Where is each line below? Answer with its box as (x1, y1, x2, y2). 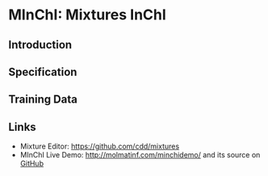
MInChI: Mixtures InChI (8, 6, 167, 24)
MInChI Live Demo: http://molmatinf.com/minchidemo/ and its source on (19, 150, 261, 160)
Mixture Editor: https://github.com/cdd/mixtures (19, 141, 180, 151)
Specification (8, 65, 77, 78)
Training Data (8, 93, 78, 107)
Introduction (8, 38, 73, 52)
